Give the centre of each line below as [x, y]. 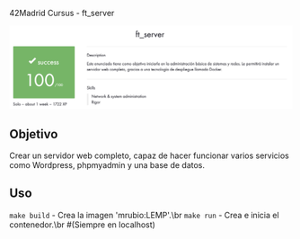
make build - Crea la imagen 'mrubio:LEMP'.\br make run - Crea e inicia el [145, 215]
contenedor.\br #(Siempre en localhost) [82, 225]
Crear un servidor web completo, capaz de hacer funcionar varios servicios [149, 155]
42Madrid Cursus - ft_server [62, 13]
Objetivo [34, 134]
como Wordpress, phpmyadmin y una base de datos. [107, 164]
